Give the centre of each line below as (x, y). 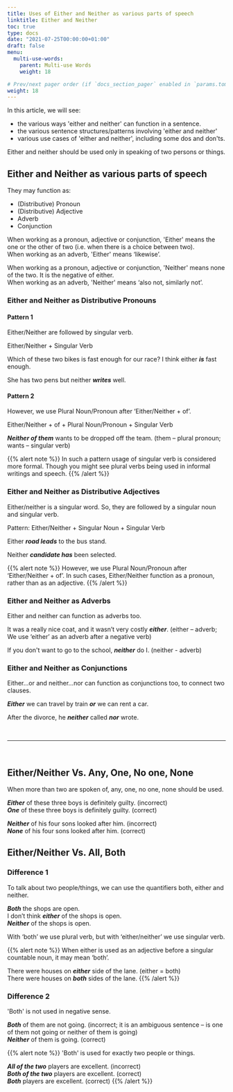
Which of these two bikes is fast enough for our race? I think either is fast (112, 359)
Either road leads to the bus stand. (57, 541)
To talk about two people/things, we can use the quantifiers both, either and (115, 887)
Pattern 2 (21, 395)
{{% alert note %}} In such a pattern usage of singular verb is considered (112, 459)
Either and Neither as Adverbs (59, 601)
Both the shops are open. (44, 908)
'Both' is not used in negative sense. (59, 1012)
